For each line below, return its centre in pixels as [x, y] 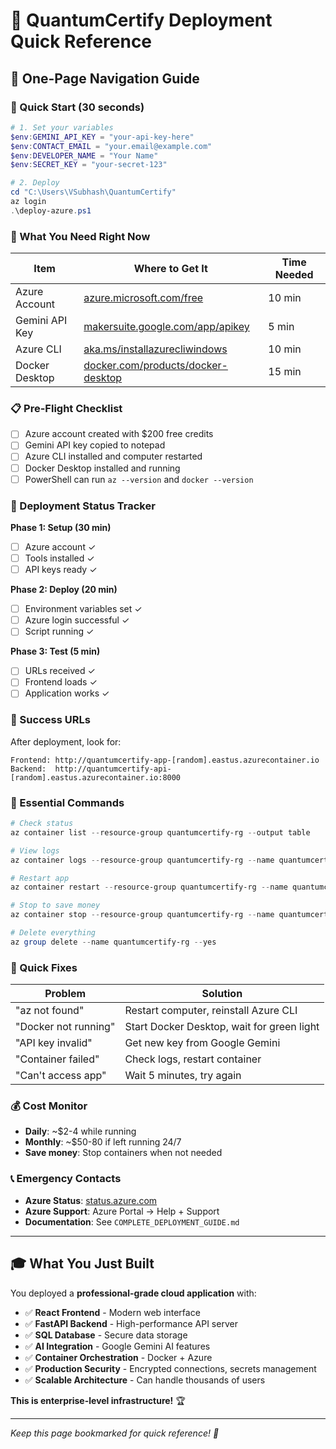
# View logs [35, 850]
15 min [285, 372]
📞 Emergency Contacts [66, 1179]
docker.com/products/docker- [155, 366]
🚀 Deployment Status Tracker [83, 506]
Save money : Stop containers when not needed [123, 1153]
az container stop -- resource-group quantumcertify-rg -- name [142, 915]
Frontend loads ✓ [61, 682]
